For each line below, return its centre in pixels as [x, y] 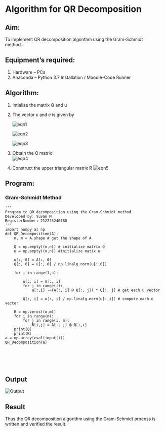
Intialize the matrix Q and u [40, 105]
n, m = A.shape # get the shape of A [53, 238]
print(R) [23, 334]
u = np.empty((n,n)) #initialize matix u [57, 251]
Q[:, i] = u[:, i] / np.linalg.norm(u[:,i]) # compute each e [88, 299]
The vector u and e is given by [43, 115]
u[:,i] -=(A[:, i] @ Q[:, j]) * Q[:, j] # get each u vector [96, 290]
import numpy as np [25, 230]
